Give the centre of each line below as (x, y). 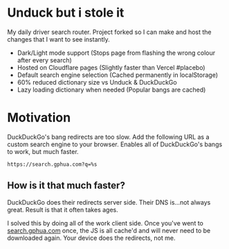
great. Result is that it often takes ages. (63, 209)
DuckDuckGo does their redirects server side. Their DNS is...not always (109, 202)
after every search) (45, 60)
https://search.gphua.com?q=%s (52, 164)
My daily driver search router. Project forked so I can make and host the (110, 32)
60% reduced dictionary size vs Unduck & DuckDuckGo (97, 82)
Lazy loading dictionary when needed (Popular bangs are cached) (111, 89)
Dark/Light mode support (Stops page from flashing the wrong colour (116, 53)
